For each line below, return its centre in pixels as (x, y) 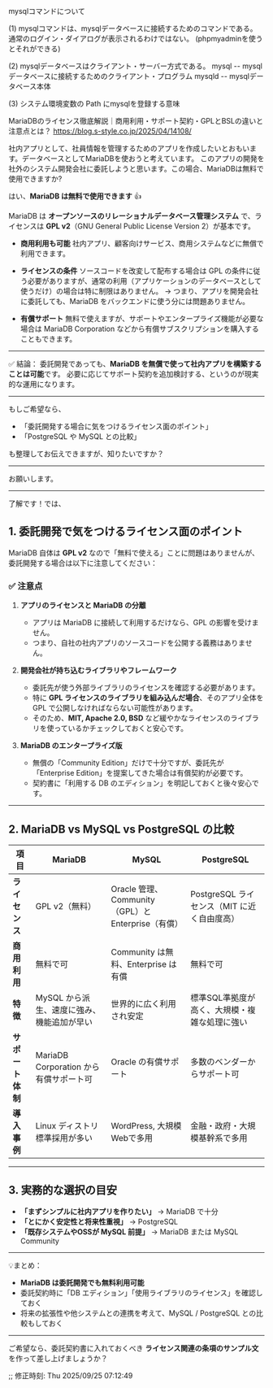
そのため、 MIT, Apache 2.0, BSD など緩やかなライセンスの (132, 718)
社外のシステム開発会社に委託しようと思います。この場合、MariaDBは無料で (136, 169)
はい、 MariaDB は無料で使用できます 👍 (75, 196)
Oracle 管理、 (137, 889)
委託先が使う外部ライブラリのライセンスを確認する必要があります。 (146, 688)
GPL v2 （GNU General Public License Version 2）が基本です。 (151, 226)
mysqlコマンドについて (47, 11)
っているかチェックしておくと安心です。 (121, 729)
